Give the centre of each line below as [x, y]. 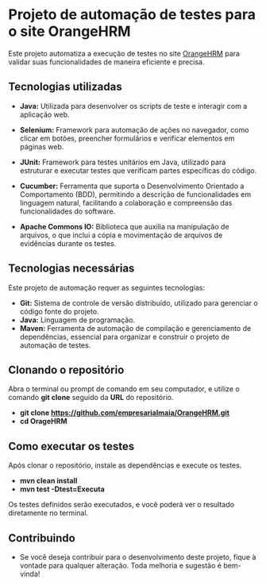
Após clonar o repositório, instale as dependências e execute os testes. [125, 465]
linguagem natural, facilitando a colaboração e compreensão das [126, 202]
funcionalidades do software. [67, 211]
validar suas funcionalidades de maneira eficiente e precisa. [106, 62]
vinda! [30, 574]
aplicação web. [44, 114]
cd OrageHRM [43, 421]
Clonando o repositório [66, 369]
